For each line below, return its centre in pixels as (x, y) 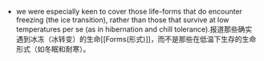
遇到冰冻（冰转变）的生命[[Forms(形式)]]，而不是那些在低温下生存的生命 (136, 39)
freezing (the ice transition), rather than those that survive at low (122, 20)
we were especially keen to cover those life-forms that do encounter (129, 11)
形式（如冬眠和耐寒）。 (53, 49)
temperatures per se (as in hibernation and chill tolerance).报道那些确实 (134, 29)
